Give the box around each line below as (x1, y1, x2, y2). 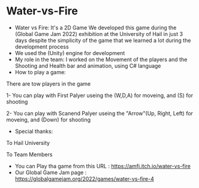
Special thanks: (14, 128, 53, 135)
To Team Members (6, 151, 53, 158)
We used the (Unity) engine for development (14, 49, 125, 56)
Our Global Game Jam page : (14, 169, 87, 176)
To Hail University (6, 139, 50, 146)
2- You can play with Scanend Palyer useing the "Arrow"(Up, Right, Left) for (6, 110, 194, 117)
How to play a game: (14, 68, 66, 75)
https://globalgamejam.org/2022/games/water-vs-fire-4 (14, 175, 154, 182)
